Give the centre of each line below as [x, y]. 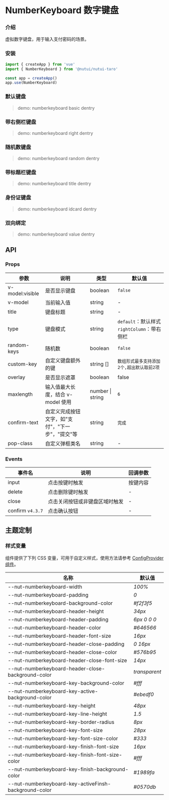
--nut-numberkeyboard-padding [48, 595]
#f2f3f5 [143, 603]
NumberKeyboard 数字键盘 [62, 10]
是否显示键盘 [60, 290]
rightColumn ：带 [137, 329]
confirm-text [23, 422]
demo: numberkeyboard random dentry [58, 159]
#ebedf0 [144, 694]
